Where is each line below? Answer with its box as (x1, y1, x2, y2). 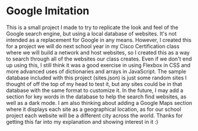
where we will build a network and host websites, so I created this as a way (6, 49, 190, 56)
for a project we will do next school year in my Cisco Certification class (6, 43, 180, 50)
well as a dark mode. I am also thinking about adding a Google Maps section (6, 99, 193, 106)
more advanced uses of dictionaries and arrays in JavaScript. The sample (6, 68, 187, 75)
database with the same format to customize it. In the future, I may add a (6, 87, 184, 94)
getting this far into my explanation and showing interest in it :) (6, 118, 159, 125)
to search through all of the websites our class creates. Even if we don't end (6, 55, 192, 62)
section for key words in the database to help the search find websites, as (6, 93, 187, 100)
